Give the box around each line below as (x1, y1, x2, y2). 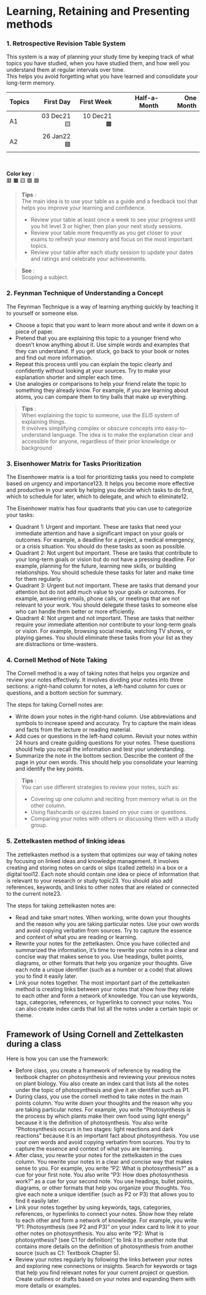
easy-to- (165, 425, 188, 432)
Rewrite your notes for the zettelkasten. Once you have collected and (15, 940, 190, 947)
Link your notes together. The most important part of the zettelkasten (15, 978, 190, 986)
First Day (44, 98, 71, 106)
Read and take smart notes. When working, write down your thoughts (15, 913, 191, 921)
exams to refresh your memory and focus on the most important (30, 236, 193, 243)
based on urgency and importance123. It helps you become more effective (6, 480, 195, 487)
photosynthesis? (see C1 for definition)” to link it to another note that (15, 1236, 188, 1243)
